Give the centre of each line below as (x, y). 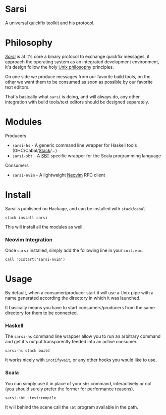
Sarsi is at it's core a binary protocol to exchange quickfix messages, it (77, 56)
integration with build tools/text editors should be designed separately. (77, 102)
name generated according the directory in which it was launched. (73, 298)
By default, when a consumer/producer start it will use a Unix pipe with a (79, 292)
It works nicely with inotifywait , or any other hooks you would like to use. (81, 360)
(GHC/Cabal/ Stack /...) (35, 150)
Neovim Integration (29, 239)
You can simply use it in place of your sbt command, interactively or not (79, 383)
